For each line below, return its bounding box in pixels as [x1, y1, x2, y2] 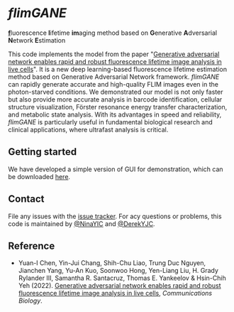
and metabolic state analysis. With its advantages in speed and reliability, [8, 110, 222, 119]
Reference [8, 240, 55, 252]
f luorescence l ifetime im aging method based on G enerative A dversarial [8, 28, 218, 37]
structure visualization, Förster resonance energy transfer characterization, [8, 102, 228, 111]
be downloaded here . [8, 172, 70, 181]
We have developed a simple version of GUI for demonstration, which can [8, 165, 223, 173]
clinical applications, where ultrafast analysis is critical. [8, 125, 169, 134]
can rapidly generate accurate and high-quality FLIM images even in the [8, 80, 219, 88]
